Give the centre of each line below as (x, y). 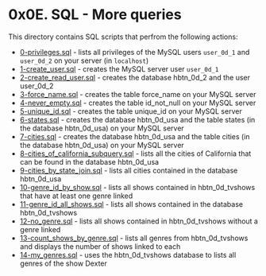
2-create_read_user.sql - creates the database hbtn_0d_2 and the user (135, 77)
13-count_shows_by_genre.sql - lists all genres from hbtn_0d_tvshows (134, 238)
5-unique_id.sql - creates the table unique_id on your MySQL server (131, 111)
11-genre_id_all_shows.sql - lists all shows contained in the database (131, 204)
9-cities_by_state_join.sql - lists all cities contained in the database (129, 170)
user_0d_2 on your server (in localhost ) (84, 60)
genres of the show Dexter (63, 263)
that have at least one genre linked (76, 196)
